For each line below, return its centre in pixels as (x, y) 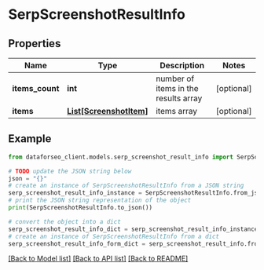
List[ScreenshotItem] (107, 111)
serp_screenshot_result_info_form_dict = (77, 244)
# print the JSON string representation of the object (100, 201)
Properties (35, 44)
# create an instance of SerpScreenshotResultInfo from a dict (114, 236)
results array (179, 98)
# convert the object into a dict (65, 221)
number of (175, 78)
